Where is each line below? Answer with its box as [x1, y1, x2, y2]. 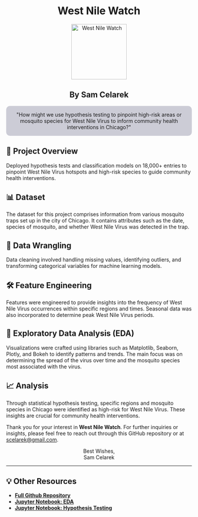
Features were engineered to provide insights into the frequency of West [6, 299, 183, 306]
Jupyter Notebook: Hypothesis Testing [14, 505, 113, 512]
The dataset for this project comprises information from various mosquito [6, 211, 184, 218]
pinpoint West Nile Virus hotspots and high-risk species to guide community [6, 168, 191, 175]
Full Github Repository [14, 492, 71, 499]
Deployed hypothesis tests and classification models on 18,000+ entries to [6, 162, 187, 169]
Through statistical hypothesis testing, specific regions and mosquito [6, 400, 174, 407]
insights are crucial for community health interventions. [6, 412, 140, 419]
